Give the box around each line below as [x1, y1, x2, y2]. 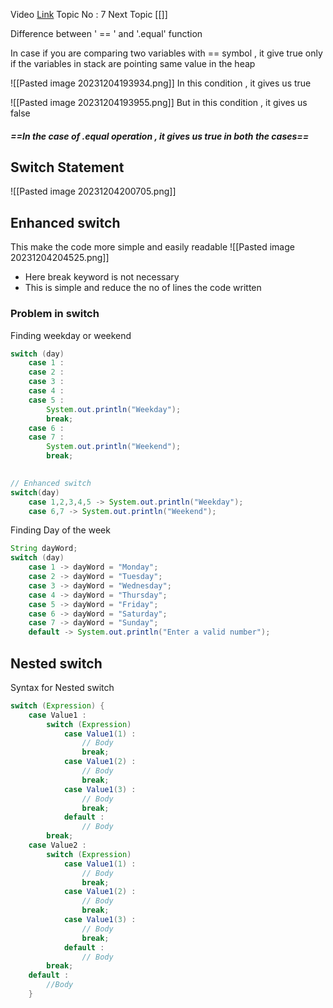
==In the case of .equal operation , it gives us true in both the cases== [10, 130, 310, 142]
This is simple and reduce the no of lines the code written [24, 282, 262, 294]
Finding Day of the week [10, 524, 111, 536]
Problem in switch [10, 307, 100, 321]
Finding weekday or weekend [10, 329, 132, 341]
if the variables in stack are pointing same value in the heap [10, 58, 256, 69]
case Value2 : [28, 840, 87, 851]
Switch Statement [10, 159, 125, 176]
